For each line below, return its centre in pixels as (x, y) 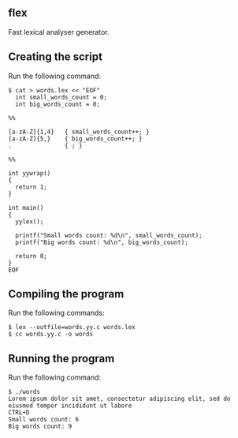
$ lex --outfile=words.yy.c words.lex (72, 328)
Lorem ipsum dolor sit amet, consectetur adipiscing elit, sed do (119, 399)
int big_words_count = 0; (58, 104)
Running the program (61, 358)
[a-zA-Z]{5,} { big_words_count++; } (76, 139)
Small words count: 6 (44, 420)
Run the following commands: (56, 313)
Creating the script (55, 57)
